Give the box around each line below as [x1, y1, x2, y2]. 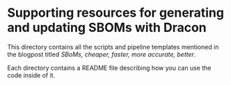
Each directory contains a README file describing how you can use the [7, 63, 212, 72]
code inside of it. [7, 71, 56, 79]
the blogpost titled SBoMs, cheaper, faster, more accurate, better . [7, 50, 196, 59]
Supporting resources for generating [7, 5, 225, 21]
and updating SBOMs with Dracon [7, 20, 207, 36]
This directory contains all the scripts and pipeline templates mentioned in [7, 42, 219, 51]
